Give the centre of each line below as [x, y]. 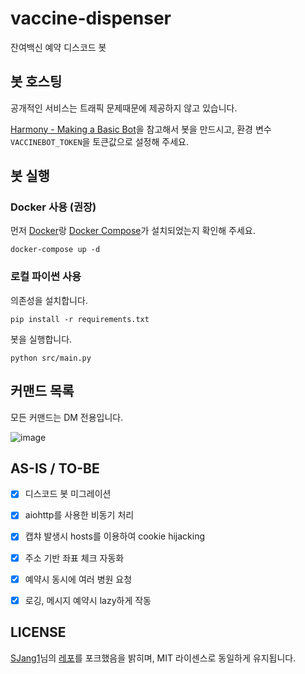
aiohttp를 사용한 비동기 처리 [79, 515]
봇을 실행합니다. [41, 339]
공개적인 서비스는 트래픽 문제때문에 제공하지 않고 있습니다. [124, 108]
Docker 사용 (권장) [53, 207]
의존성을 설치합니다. [49, 300]
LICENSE [38, 632]
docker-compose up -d [55, 250]
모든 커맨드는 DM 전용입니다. [67, 417]
